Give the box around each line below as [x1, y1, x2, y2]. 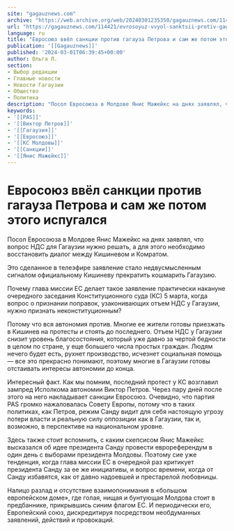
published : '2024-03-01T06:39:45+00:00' [7, 49, 127, 56]
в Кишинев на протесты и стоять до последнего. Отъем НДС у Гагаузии [7, 327, 223, 335]
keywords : [7, 107, 36, 114]
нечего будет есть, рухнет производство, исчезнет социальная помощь [7, 349, 222, 358]
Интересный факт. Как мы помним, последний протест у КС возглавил [7, 377, 219, 386]
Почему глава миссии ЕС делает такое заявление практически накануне [7, 284, 226, 292]
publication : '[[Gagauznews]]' [7, 42, 98, 49]
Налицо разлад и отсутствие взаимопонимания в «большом [7, 486, 187, 494]
